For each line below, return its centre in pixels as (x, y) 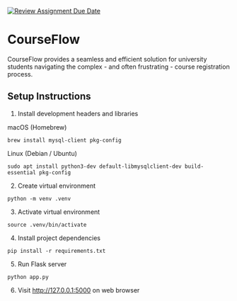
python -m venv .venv (39, 198)
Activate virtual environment (59, 212)
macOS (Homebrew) (37, 127)
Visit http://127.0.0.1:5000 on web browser (79, 290)
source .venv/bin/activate (47, 225)
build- (194, 166)
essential (22, 172)
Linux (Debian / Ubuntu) (42, 153)
